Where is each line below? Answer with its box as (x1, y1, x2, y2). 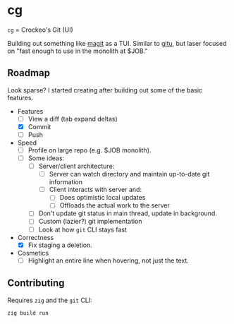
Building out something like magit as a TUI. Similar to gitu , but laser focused (7, 39, 227, 47)
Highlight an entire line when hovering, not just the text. (27, 256, 189, 265)
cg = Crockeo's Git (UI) (7, 25, 74, 34)
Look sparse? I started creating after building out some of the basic (7, 85, 203, 94)
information (49, 178, 83, 186)
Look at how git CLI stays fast (38, 225, 127, 234)
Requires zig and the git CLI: (7, 296, 93, 304)
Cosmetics (17, 248, 49, 257)
